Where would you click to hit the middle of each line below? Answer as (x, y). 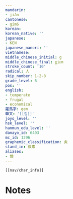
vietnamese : (18, 52)
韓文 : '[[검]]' (20, 114)
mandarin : (16, 10)
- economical (19, 105)
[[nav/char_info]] (24, 170)
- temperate (18, 95)
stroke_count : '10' (26, 67)
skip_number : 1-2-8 (26, 76)
